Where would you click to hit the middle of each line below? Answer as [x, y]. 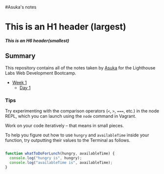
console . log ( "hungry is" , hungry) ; [46, 158]
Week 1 [19, 82]
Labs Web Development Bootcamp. [41, 73]
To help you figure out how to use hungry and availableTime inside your [77, 135]
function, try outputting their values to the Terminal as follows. [68, 140]
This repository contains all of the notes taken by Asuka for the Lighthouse [80, 67]
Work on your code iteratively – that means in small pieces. [64, 125]
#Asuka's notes [21, 7]
